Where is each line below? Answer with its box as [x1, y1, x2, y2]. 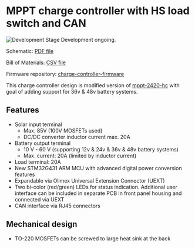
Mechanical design [6, 219, 78, 229]
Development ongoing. [60, 36, 116, 43]
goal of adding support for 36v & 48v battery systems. [6, 88, 138, 95]
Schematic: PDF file [6, 47, 54, 54]
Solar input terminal [14, 121, 62, 128]
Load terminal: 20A [14, 158, 61, 166]
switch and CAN [6, 16, 86, 30]
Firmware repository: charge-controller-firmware [6, 70, 125, 77]
